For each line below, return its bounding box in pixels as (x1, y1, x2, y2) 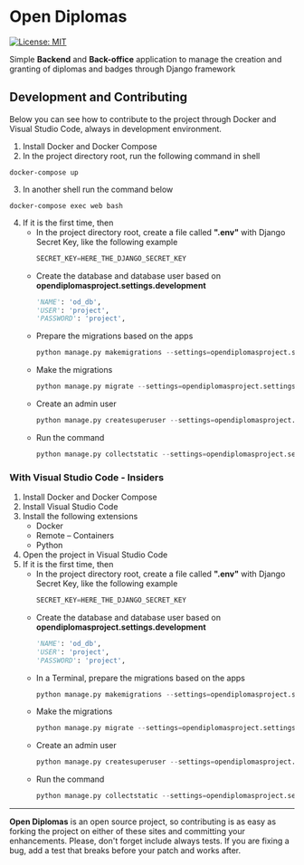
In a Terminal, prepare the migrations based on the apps (35, 672, 246, 683)
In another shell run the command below (22, 184, 174, 195)
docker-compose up (9, 167, 79, 177)
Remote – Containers (35, 530, 115, 541)
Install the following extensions (22, 511, 138, 522)
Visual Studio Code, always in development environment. (9, 123, 222, 134)
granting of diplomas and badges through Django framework (9, 63, 236, 74)
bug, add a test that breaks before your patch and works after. (9, 845, 242, 856)
